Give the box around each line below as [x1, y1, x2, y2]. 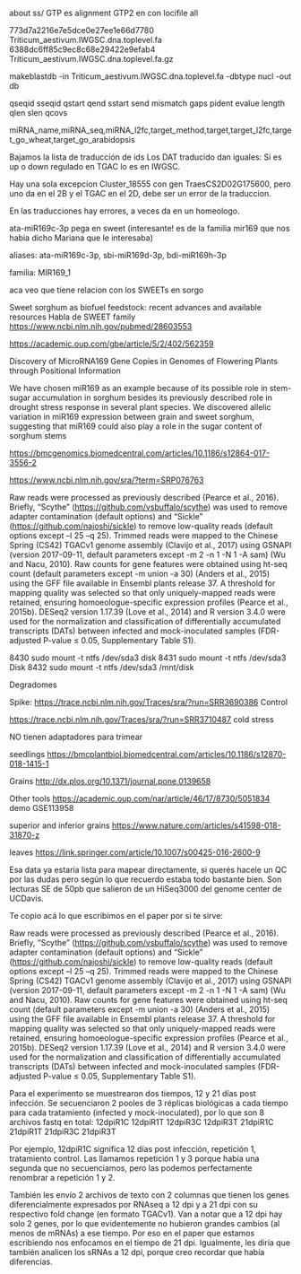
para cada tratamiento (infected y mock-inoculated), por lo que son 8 [9, 1107, 265, 1118]
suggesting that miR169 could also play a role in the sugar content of [9, 421, 262, 432]
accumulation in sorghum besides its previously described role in [32, 392, 273, 403]
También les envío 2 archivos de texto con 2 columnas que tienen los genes [9, 1190, 289, 1200]
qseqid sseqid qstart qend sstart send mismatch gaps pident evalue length [9, 98, 285, 109]
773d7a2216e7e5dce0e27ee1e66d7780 [9, 25, 155, 35]
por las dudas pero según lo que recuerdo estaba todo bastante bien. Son [9, 874, 282, 885]
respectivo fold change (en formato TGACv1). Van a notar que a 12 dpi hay [9, 1209, 283, 1219]
